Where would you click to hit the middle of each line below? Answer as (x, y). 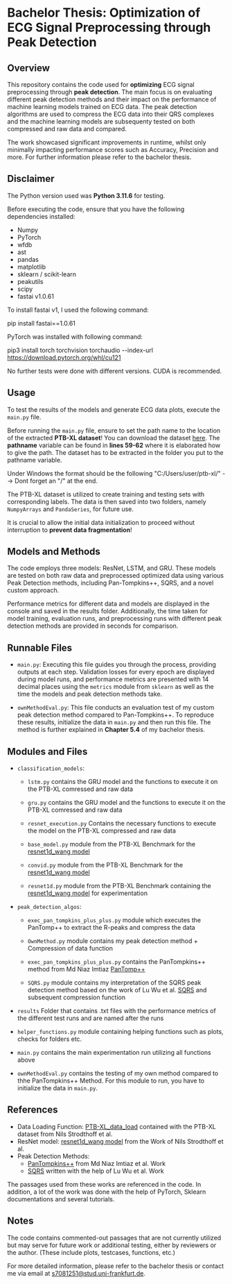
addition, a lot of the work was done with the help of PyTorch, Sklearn (107, 1192)
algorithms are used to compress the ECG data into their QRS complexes (111, 114)
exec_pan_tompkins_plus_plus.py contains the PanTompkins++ (116, 962)
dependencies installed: (41, 216)
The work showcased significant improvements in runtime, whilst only (107, 142)
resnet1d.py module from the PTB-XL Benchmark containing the (119, 886)
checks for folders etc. (50, 1039)
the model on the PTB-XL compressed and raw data (102, 831)
